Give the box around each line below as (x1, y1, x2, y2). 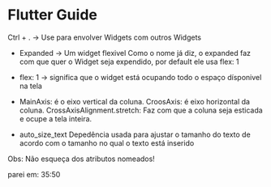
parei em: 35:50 (7, 169, 61, 179)
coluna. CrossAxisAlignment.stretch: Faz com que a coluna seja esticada (19, 105, 263, 115)
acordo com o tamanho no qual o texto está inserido (19, 138, 195, 147)
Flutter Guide (7, 6, 98, 24)
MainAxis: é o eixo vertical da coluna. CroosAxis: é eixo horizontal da (19, 96, 251, 106)
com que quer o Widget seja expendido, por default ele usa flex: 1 (19, 57, 240, 66)
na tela (19, 81, 42, 91)
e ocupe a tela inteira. (19, 113, 92, 123)
